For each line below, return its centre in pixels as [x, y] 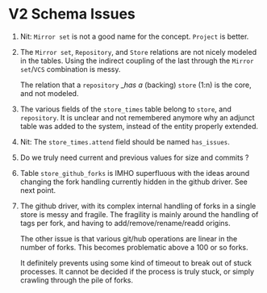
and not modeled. [49, 93]
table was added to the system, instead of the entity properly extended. [139, 126]
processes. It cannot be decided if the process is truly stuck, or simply [137, 271]
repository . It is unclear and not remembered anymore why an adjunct [137, 117]
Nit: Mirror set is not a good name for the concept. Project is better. [134, 36]
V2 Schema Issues [72, 14]
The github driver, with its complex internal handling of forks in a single [138, 206]
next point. [38, 190]
